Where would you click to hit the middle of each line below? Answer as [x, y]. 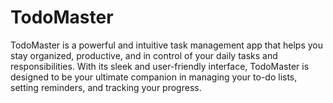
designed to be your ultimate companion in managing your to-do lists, [154, 77]
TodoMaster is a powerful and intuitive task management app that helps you [167, 45]
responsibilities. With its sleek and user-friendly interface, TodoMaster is [160, 66]
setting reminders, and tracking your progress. [106, 87]
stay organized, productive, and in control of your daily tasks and [144, 55]
